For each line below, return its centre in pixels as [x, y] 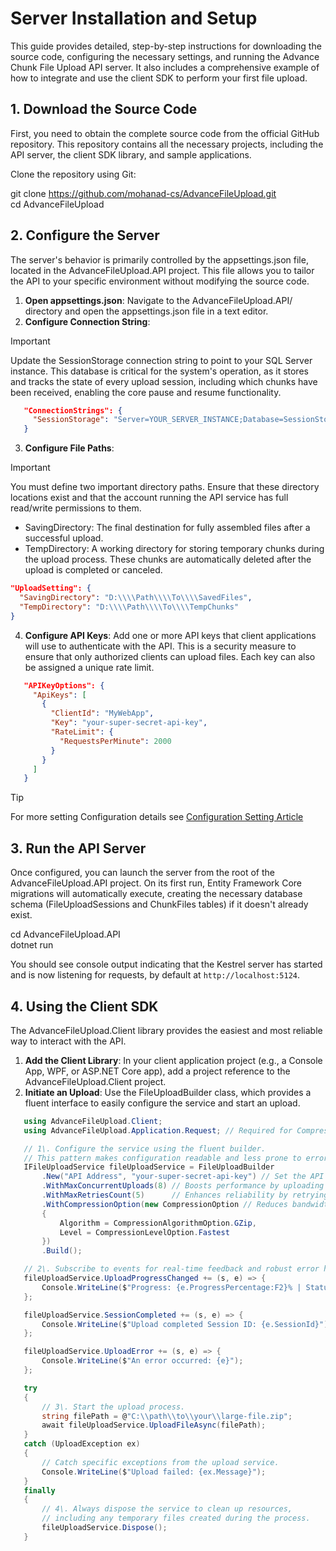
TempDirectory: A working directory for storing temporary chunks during [174, 549]
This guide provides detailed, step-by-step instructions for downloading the [166, 46]
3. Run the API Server [78, 848]
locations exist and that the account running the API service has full [149, 498]
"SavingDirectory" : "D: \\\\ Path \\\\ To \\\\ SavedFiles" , [136, 598]
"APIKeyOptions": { [64, 685]
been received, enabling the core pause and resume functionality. [146, 392]
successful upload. [64, 538]
